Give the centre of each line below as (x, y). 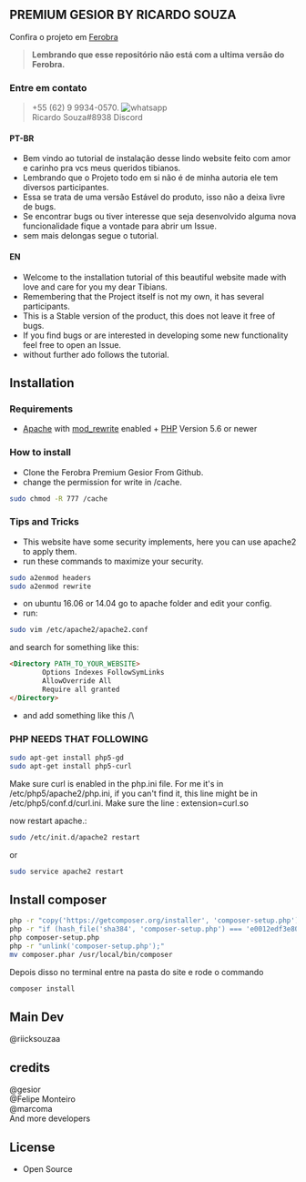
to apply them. (50, 551)
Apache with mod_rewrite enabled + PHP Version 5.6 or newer (140, 429)
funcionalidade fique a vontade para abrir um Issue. (119, 226)
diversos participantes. (66, 188)
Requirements (41, 409)
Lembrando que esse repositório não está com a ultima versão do (158, 55)
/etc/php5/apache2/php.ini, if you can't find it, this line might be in (133, 793)
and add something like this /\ (78, 715)
